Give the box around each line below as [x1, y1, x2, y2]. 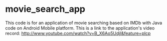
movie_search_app [5, 3, 86, 15]
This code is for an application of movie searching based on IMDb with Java [5, 20, 162, 26]
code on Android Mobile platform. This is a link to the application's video [5, 25, 155, 31]
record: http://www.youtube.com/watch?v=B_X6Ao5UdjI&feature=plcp [5, 30, 151, 36]
